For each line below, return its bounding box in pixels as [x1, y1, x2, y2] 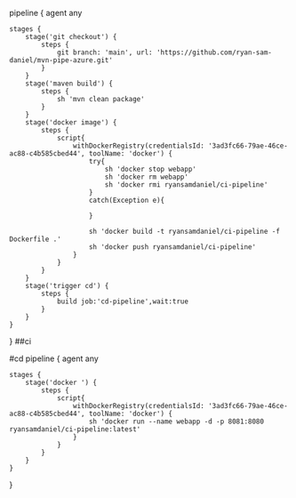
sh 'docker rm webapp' [104, 173, 189, 181]
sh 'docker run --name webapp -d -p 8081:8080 [88, 417, 265, 426]
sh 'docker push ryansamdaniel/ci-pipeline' [88, 243, 256, 252]
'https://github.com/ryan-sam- [156, 48, 273, 57]
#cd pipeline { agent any [9, 353, 100, 364]
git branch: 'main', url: [56, 48, 153, 57]
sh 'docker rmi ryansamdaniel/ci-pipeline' [104, 181, 268, 189]
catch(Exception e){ [88, 196, 165, 205]
